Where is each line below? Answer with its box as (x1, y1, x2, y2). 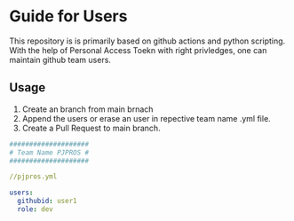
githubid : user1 (17, 197, 77, 206)
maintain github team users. (9, 54, 111, 65)
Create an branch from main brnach (21, 104, 154, 114)
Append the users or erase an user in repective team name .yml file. (21, 113, 271, 123)
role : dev (17, 205, 53, 214)
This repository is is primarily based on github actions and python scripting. (9, 36, 286, 46)
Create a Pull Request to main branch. (21, 122, 162, 133)
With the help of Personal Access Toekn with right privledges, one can (9, 44, 267, 55)
